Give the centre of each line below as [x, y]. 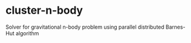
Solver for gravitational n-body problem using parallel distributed [85, 27]
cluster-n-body [44, 10]
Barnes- [176, 27]
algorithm [27, 33]
